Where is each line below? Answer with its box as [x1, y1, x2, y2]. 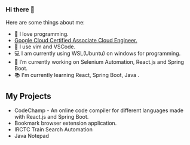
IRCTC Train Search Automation [14, 126, 93, 133]
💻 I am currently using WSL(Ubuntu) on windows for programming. [14, 50, 181, 57]
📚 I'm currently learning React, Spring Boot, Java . [14, 72, 140, 79]
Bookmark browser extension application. [14, 119, 117, 127]
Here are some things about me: [5, 19, 85, 26]
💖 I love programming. [14, 30, 69, 38]
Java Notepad [14, 132, 49, 140]
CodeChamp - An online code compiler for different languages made [14, 107, 183, 114]
